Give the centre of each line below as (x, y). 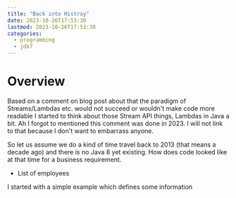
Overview (36, 81)
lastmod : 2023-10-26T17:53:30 (52, 27)
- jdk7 (23, 47)
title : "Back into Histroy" (49, 14)
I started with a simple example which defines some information (100, 187)
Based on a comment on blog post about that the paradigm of (97, 101)
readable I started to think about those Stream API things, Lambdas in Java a (118, 116)
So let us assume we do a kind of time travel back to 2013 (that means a (112, 144)
